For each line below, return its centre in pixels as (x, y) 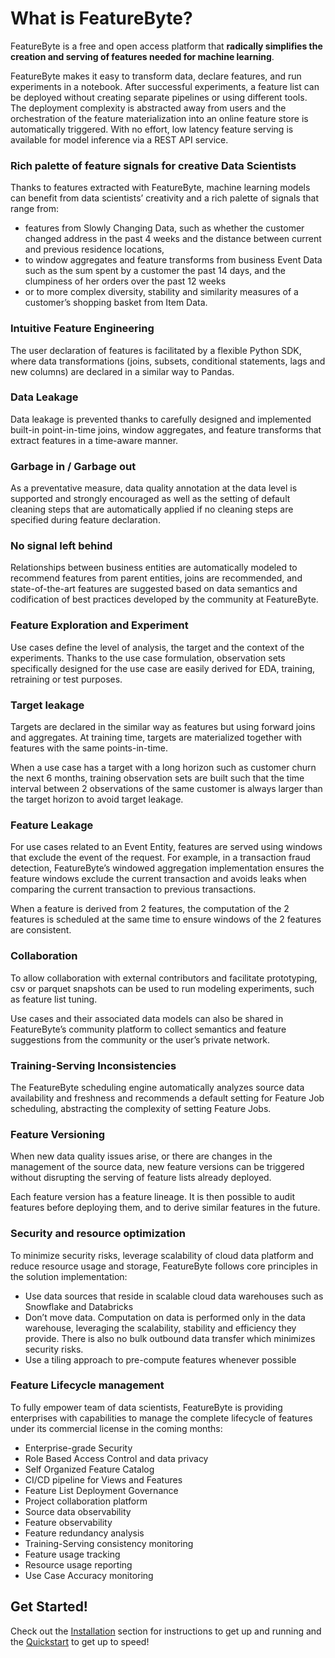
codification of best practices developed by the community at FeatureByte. (164, 599)
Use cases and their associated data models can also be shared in (147, 1018)
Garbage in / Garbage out (73, 466)
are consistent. (41, 930)
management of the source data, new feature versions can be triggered (157, 1167)
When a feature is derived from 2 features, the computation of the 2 (150, 909)
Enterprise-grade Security (78, 1448)
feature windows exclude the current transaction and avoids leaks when (158, 879)
